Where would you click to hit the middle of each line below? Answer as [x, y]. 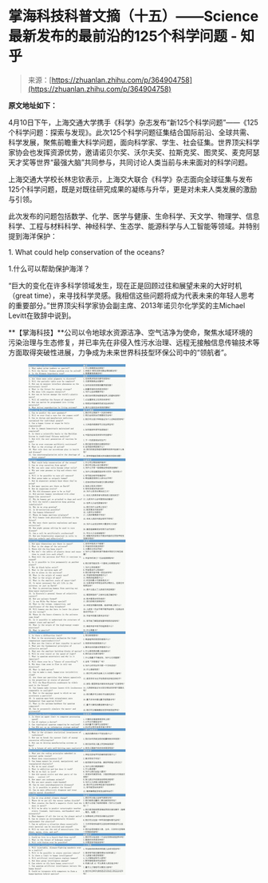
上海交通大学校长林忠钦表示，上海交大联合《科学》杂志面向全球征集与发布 [130, 179]
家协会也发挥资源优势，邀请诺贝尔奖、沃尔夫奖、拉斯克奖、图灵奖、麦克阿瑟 [134, 152]
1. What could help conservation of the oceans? [87, 251]
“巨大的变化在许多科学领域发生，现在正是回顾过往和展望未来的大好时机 [125, 285]
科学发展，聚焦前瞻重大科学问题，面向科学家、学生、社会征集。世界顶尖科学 [134, 142]
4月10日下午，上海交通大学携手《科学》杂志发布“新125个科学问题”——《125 [133, 122]
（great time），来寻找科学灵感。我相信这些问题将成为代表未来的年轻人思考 [132, 295]
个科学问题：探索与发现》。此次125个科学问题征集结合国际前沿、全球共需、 [131, 132]
